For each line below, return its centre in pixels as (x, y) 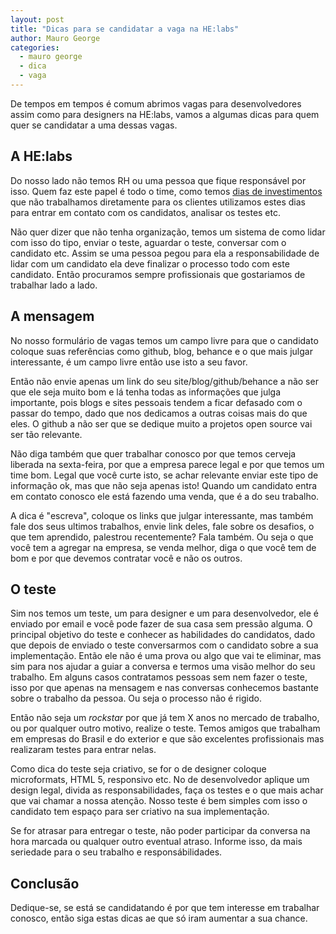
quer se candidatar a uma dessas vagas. (94, 125)
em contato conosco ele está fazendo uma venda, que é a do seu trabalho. (165, 496)
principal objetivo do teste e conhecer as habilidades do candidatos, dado (163, 635)
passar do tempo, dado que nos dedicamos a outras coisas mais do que (159, 413)
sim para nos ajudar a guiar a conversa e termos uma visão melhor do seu (163, 667)
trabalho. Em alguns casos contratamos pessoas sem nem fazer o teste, (159, 677)
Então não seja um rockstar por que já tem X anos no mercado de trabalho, (165, 718)
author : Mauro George (55, 38)
